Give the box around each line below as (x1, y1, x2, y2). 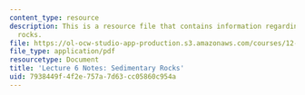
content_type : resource (9, 13, 100, 23)
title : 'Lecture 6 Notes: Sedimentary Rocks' (9, 64, 184, 73)
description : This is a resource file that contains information (9, 22, 261, 31)
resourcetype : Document (9, 55, 100, 64)
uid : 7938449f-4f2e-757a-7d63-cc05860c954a (9, 72, 177, 81)
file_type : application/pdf (9, 47, 116, 56)
